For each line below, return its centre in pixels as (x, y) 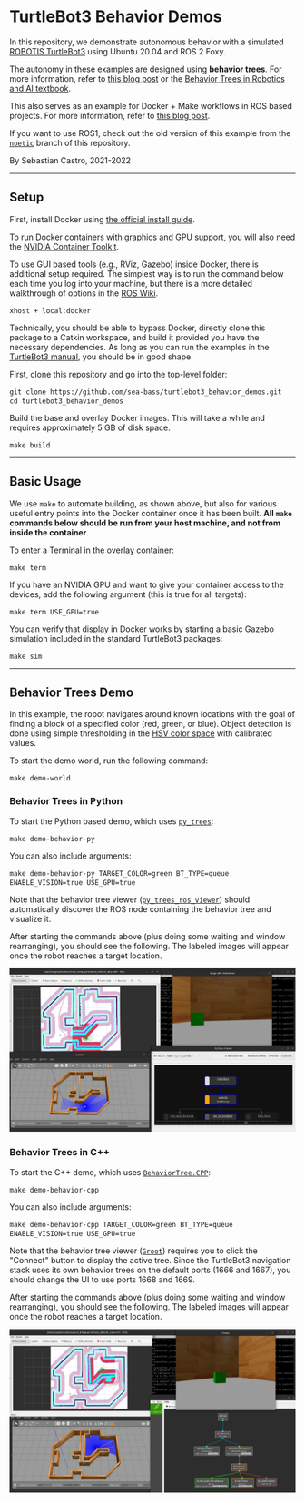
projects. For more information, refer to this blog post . (110, 115)
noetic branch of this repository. (70, 142)
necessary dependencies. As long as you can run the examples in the (139, 347)
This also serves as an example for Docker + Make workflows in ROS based (151, 105)
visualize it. (30, 918)
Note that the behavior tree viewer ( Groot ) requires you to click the (134, 1251)
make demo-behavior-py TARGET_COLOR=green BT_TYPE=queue (119, 873)
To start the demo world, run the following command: (109, 761)
